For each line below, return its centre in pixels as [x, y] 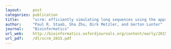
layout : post [24, 10]
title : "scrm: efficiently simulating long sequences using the [81, 19]
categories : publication [32, 15]
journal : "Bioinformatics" [37, 29]
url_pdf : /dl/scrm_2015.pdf [38, 39]
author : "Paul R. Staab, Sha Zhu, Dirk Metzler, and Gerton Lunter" [84, 24]
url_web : [15, 34]
